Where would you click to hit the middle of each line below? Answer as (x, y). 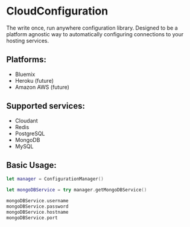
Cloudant (26, 120)
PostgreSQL (30, 133)
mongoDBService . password (37, 206)
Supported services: (46, 106)
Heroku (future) (34, 80)
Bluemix (25, 74)
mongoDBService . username (37, 201)
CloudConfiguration (57, 11)
